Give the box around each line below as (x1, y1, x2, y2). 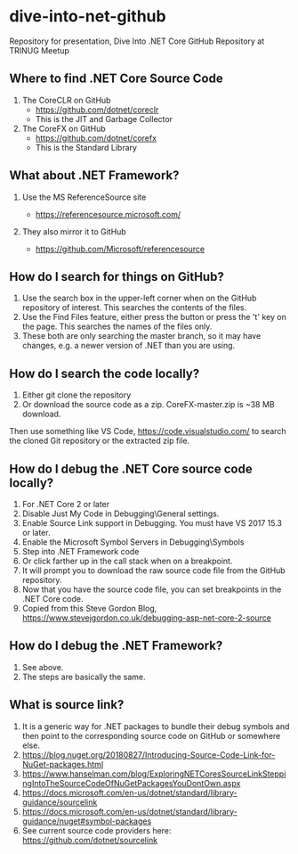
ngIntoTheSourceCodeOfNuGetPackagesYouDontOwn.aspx (21, 777, 241, 788)
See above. (21, 661, 64, 672)
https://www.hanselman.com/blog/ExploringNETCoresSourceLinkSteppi (21, 768, 286, 779)
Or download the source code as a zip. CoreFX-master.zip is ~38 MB (21, 399, 275, 410)
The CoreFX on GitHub (21, 123, 107, 134)
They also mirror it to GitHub (21, 226, 126, 237)
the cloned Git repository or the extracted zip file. (9, 435, 190, 447)
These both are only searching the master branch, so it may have (21, 331, 262, 341)
